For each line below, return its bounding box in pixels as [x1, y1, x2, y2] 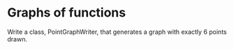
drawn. [7, 35, 28, 43]
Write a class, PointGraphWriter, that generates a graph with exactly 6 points [7, 28, 227, 36]
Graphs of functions [7, 5, 126, 21]
